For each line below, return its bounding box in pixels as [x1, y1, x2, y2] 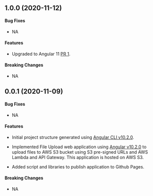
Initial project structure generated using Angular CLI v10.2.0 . [11, 134, 134, 140]
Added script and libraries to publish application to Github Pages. [11, 163, 145, 169]
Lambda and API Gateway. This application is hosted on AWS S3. [11, 154, 144, 160]
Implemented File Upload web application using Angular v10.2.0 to [11, 144, 147, 150]
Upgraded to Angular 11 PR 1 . [11, 51, 71, 57]
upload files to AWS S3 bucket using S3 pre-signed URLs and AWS [11, 149, 149, 155]
